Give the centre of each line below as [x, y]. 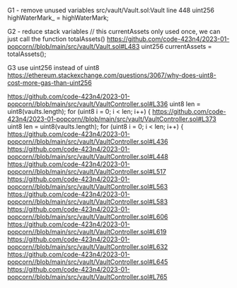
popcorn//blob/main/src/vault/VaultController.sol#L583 [88, 202]
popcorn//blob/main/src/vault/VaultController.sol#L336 [88, 104]
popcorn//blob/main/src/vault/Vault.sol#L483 [74, 46]
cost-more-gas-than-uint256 [50, 83]
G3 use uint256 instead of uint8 [53, 68]
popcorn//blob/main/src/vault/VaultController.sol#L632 [88, 247]
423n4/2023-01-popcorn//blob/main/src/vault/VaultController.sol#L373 [112, 119]
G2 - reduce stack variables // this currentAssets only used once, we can [114, 31]
